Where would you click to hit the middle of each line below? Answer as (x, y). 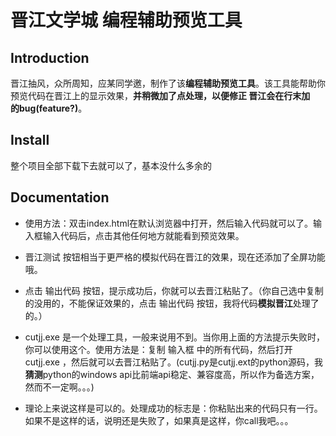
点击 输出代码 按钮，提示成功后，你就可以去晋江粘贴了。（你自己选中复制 (174, 290)
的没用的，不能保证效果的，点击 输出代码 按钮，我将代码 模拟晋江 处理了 (172, 303)
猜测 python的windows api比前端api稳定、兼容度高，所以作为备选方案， (172, 374)
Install (30, 140)
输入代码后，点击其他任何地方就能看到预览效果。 (143, 235)
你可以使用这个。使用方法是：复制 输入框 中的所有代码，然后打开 (158, 349)
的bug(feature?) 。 (49, 108)
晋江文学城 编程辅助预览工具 (126, 20)
